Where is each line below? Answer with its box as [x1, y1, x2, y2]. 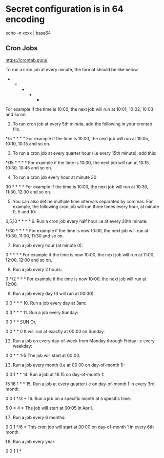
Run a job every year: [12, 438, 56, 444]
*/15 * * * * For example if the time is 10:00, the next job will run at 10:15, [5, 160, 150, 166]
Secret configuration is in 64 [5, 3, 123, 15]
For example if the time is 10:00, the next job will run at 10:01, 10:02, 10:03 [5, 106, 153, 112]
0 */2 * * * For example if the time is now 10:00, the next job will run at [5, 276, 146, 282]
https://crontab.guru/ [5, 57, 48, 63]
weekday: [12, 343, 32, 349]
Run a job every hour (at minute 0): [12, 242, 83, 248]
